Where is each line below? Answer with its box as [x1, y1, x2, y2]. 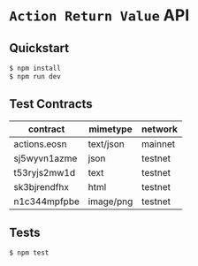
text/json [88, 138, 126, 150]
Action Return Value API [9, 5, 190, 26]
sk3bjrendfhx [13, 180, 69, 193]
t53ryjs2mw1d [13, 166, 76, 179]
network [141, 123, 179, 135]
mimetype [88, 123, 133, 135]
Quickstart [9, 41, 70, 56]
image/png [88, 195, 133, 208]
